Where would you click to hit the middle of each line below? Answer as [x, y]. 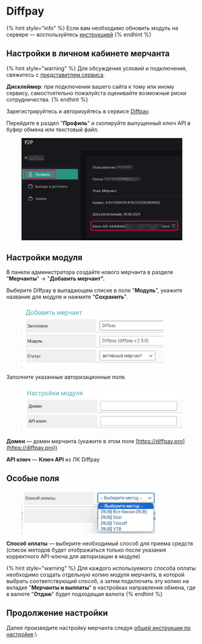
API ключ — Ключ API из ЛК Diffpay [53, 459]
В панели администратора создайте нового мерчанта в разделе [90, 272]
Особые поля [33, 479]
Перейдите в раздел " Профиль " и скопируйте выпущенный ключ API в [99, 123]
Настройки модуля [45, 258]
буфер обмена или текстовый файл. [52, 130]
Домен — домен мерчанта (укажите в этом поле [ [72, 441]
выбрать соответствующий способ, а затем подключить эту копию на [98, 581]
